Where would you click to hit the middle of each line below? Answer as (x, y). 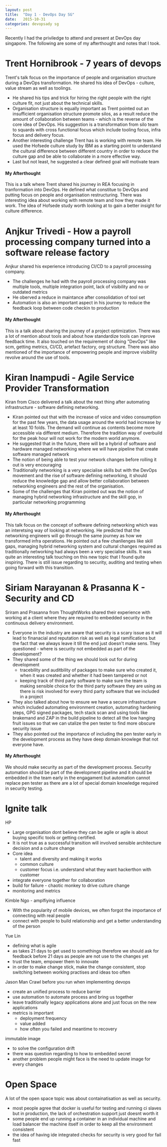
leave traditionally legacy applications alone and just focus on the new (84, 1002)
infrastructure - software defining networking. (52, 407)
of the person (26, 926)
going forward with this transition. (40, 567)
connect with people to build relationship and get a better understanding (87, 921)
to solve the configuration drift (43, 1048)
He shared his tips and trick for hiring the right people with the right (82, 98)
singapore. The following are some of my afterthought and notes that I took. (83, 44)
